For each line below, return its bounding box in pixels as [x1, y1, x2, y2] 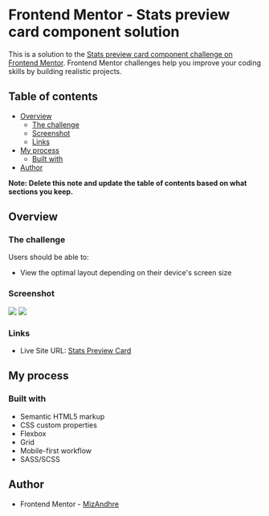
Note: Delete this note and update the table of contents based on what [8, 178, 247, 188]
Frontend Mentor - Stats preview [8, 6, 230, 24]
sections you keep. [8, 187, 74, 196]
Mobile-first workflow [19, 445, 92, 456]
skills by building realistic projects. [8, 66, 122, 76]
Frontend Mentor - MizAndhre [19, 499, 119, 509]
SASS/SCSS [19, 454, 60, 464]
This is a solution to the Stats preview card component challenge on [8, 49, 233, 59]
